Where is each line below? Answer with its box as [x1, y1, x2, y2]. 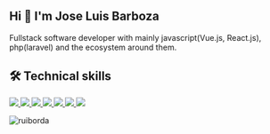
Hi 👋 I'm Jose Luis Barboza [9, 9, 160, 24]
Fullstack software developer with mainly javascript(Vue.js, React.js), [9, 32, 262, 43]
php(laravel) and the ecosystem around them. [9, 42, 177, 52]
